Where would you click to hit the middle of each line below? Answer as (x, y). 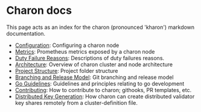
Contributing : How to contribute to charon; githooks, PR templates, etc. (103, 90)
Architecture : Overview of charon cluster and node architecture (94, 64)
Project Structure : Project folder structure (66, 70)
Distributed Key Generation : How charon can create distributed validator (105, 96)
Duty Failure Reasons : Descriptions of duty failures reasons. (90, 58)
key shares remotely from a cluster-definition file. (76, 102)
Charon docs (39, 11)
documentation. (26, 33)
